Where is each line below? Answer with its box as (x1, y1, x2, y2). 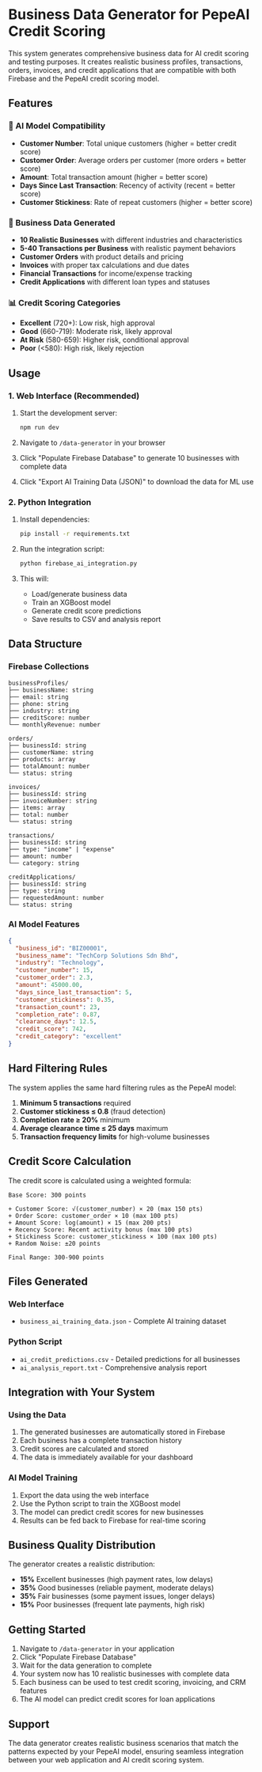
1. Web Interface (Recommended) (8, 390, 140, 401)
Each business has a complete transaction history (19, 1436, 182, 1445)
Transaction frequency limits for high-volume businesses (19, 1132, 210, 1141)
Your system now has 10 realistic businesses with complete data (19, 1669, 230, 1679)
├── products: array (8, 755, 77, 763)
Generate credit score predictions (31, 605, 142, 615)
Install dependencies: (19, 514, 90, 524)
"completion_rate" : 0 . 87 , (15, 1011, 101, 1019)
